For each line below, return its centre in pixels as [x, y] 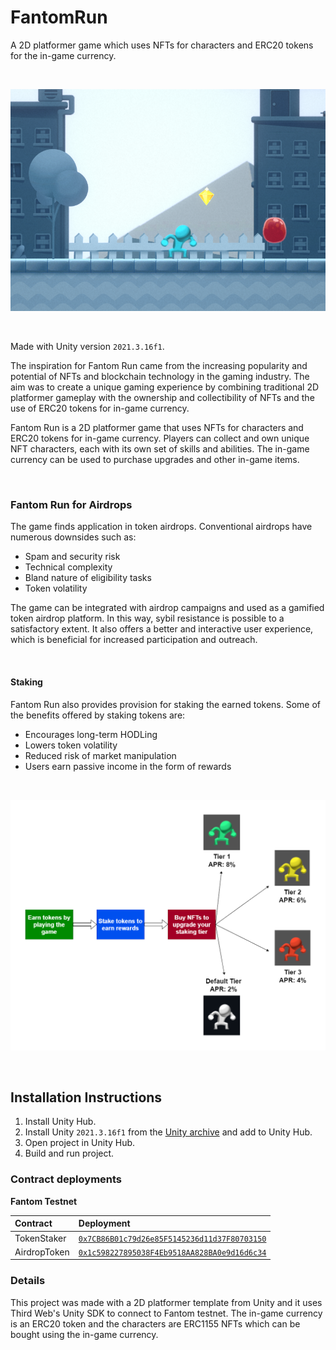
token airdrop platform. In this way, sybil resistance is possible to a [147, 618]
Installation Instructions [86, 1097]
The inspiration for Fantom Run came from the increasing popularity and [159, 366]
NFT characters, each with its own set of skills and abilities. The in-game [160, 449]
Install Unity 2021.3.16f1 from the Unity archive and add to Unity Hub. [168, 1132]
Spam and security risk [72, 557]
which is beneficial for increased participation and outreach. [134, 640]
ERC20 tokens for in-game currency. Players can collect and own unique [160, 438]
